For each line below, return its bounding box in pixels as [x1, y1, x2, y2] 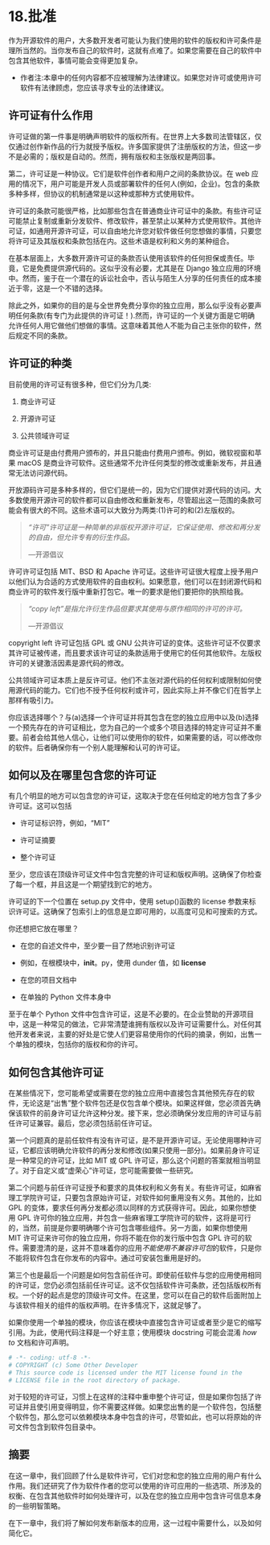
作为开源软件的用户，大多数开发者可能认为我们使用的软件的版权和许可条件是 [8, 35, 262, 45]
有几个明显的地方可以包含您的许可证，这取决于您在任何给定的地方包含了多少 [8, 791, 262, 801]
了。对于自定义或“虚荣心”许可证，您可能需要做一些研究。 [8, 1166, 198, 1176]
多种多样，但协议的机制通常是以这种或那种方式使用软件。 [8, 188, 198, 198]
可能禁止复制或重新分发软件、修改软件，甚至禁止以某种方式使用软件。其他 [8, 216, 255, 225]
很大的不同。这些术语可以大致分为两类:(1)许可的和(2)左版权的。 [29, 505, 239, 515]
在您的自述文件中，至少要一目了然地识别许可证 [19, 941, 175, 950]
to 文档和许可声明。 [8, 1337, 74, 1348]
